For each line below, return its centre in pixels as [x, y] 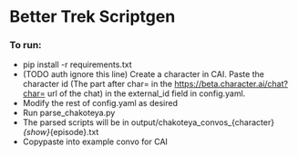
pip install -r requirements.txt [77, 64]
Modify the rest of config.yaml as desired [100, 103]
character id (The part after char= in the [98, 84]
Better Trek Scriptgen [92, 17]
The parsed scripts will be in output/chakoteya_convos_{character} [149, 122]
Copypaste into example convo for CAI [95, 141]
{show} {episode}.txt [61, 132]
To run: [26, 45]
